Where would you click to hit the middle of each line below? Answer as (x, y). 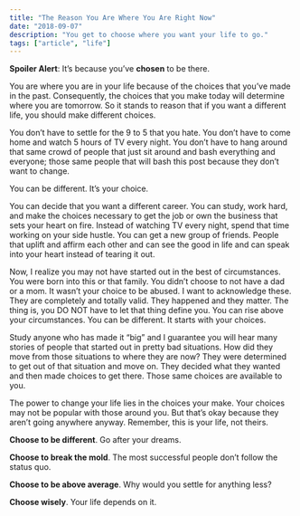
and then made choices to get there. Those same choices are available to (146, 376)
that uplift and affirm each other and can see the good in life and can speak (150, 244)
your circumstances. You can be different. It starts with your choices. (138, 320)
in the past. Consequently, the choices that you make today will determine (147, 96)
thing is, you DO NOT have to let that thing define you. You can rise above (147, 311)
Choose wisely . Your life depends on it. (83, 502)
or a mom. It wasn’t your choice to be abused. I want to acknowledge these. (150, 291)
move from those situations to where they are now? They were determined (148, 357)
